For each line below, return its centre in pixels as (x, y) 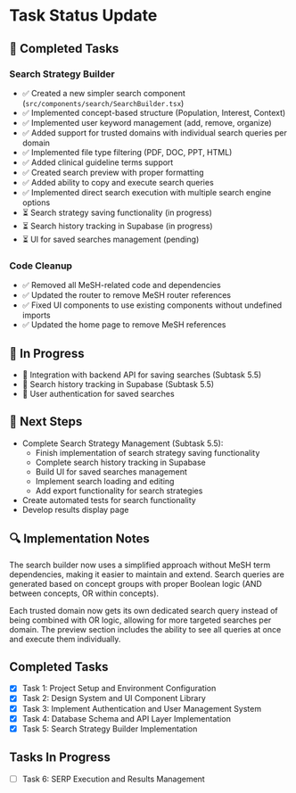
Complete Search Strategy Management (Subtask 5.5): (123, 443)
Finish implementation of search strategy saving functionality (148, 452)
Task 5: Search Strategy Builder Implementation (110, 729)
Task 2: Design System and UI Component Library (114, 698)
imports (36, 315)
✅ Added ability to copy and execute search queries (118, 182)
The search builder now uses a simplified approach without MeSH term (140, 565)
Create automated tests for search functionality (109, 500)
